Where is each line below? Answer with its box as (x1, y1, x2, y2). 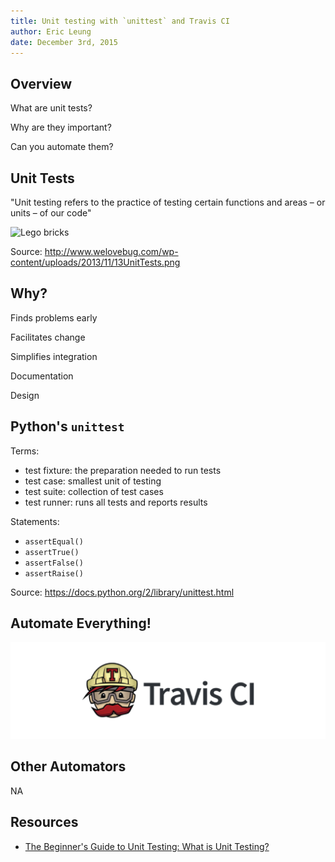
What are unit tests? (10, 102, 93, 114)
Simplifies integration (10, 350, 98, 362)
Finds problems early (10, 311, 98, 324)
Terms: (10, 445, 40, 457)
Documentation (10, 370, 74, 382)
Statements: (10, 515, 60, 527)
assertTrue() (24, 547, 80, 557)
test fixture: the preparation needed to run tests (24, 464, 222, 476)
